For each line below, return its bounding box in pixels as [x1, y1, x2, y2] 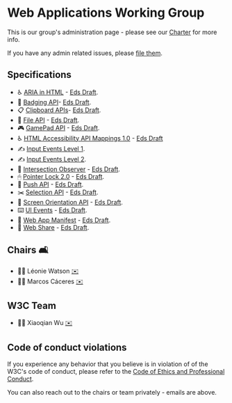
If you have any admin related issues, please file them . [7, 49, 163, 57]
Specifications [7, 69, 72, 81]
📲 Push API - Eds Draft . [17, 180, 84, 189]
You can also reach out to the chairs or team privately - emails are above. [7, 388, 217, 397]
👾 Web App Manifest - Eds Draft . [17, 216, 111, 224]
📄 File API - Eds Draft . [17, 116, 80, 124]
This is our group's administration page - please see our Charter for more [7, 28, 217, 36]
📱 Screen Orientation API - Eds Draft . [17, 198, 124, 206]
